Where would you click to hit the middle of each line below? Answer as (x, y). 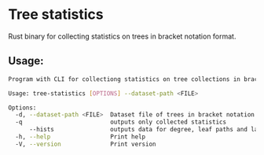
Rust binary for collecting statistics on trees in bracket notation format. (122, 36)
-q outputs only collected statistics (121, 122)
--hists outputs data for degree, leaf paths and (138, 130)
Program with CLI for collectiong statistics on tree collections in (125, 79)
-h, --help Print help (81, 137)
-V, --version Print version (86, 144)
